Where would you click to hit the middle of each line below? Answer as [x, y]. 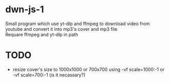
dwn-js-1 [25, 9]
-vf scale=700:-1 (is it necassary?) [49, 75]
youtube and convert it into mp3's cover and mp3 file [61, 29]
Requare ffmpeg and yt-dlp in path [42, 34]
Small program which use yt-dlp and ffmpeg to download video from [78, 24]
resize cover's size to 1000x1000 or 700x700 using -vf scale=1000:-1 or [89, 69]
